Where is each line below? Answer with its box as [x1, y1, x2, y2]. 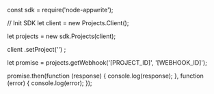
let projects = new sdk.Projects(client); [7, 32, 116, 40]
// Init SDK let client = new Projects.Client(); [7, 19, 129, 27]
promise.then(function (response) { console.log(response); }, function [7, 72, 204, 80]
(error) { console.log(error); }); [7, 79, 92, 87]
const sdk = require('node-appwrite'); [7, 6, 114, 14]
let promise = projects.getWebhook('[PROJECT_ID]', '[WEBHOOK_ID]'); [7, 59, 207, 67]
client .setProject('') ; [7, 46, 66, 53]
